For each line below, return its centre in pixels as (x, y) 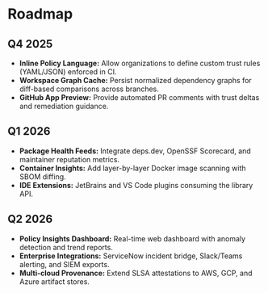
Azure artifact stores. (54, 281)
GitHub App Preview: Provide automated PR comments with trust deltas (139, 97)
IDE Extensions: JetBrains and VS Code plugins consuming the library (136, 185)
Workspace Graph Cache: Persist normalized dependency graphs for (135, 80)
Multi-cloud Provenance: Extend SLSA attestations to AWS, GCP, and (136, 273)
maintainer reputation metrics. (69, 159)
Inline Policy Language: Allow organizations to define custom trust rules (140, 63)
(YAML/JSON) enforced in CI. (68, 72)
